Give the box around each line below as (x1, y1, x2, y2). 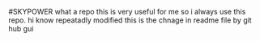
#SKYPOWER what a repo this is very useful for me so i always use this (8, 7, 246, 16)
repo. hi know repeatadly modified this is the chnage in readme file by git (8, 15, 253, 25)
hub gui (8, 24, 34, 33)
